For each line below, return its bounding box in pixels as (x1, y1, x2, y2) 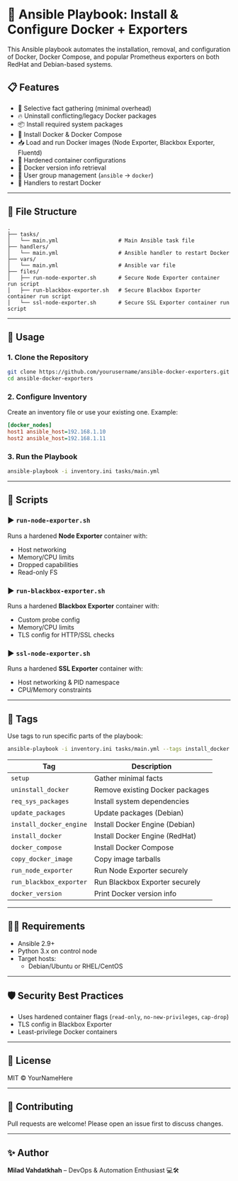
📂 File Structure (7, 206, 77, 218)
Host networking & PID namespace (17, 678, 120, 687)
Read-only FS (17, 568, 58, 576)
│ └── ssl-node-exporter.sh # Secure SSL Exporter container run (7, 299, 230, 306)
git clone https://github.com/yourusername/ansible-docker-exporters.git (7, 368, 230, 375)
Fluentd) (17, 148, 42, 157)
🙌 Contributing (7, 1100, 74, 1113)
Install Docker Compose (93, 842, 174, 852)
